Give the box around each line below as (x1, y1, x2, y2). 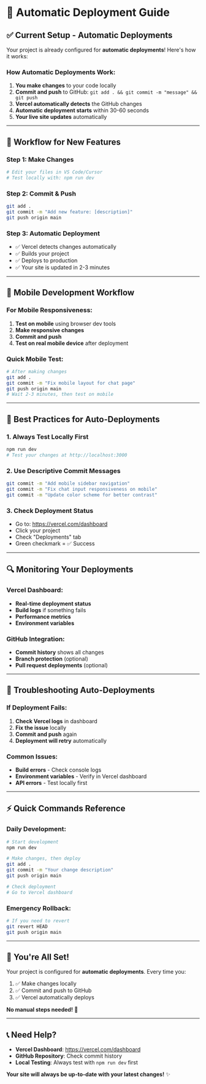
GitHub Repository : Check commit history (15, 1052, 123, 1059)
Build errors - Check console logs (15, 766, 102, 773)
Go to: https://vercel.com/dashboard (15, 520, 108, 528)
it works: (6, 53, 29, 60)
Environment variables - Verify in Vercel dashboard (15, 772, 147, 780)
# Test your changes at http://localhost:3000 (6, 452, 128, 458)
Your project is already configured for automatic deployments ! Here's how (6, 46, 196, 53)
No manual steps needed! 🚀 (6, 1006, 78, 1014)
